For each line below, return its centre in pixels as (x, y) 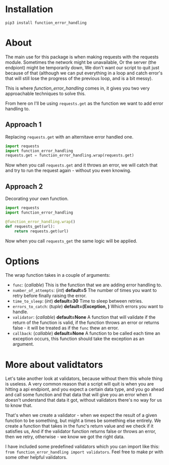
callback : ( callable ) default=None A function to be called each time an (86, 333)
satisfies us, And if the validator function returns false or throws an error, (81, 432)
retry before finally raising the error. (49, 296)
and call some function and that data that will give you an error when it (78, 395)
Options (22, 261)
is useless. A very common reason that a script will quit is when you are (79, 384)
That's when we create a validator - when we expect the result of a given (81, 415)
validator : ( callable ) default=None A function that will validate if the (84, 317)
